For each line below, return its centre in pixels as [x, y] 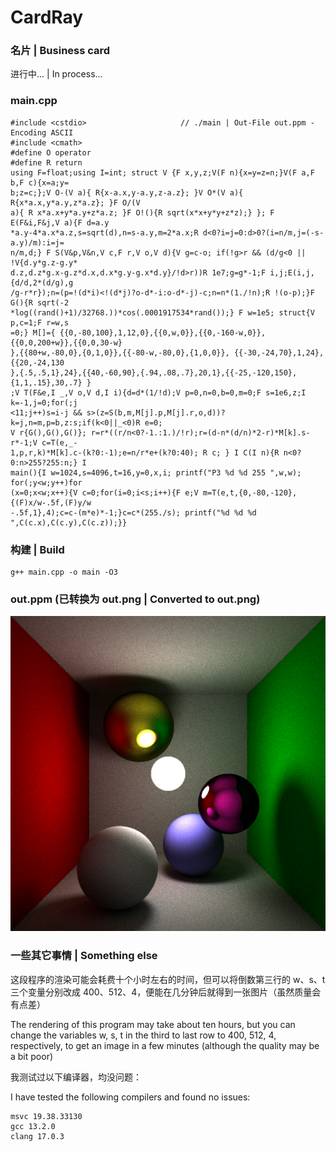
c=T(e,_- [59, 442]
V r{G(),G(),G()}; [48, 432]
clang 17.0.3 [37, 1136]
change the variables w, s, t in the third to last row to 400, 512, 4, [143, 1035]
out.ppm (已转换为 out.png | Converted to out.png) [135, 599]
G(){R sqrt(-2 [40, 302]
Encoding [28, 132]
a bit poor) [32, 1056]
